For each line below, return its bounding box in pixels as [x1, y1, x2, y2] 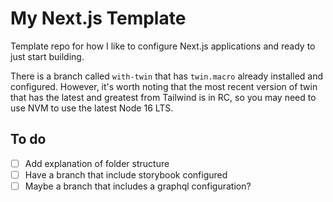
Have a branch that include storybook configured [24, 168, 228, 181]
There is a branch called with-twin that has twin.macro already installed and [10, 70, 324, 82]
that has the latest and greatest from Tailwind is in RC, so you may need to [10, 91, 317, 103]
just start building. [10, 50, 85, 62]
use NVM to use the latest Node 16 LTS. [10, 102, 174, 114]
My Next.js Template [10, 7, 187, 30]
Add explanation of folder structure [24, 157, 170, 169]
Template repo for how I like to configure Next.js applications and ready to [10, 40, 316, 52]
